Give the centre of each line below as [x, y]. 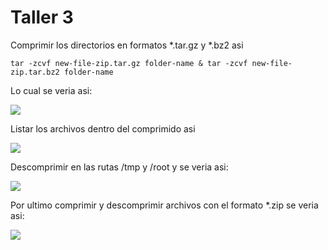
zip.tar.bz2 [35, 72]
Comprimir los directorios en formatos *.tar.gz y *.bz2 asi [127, 45]
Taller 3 [42, 17]
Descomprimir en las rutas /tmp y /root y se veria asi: [119, 167]
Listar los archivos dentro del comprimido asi [103, 128]
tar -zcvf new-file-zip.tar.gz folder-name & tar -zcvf [129, 63]
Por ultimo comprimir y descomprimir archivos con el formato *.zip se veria [164, 205]
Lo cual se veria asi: [51, 90]
